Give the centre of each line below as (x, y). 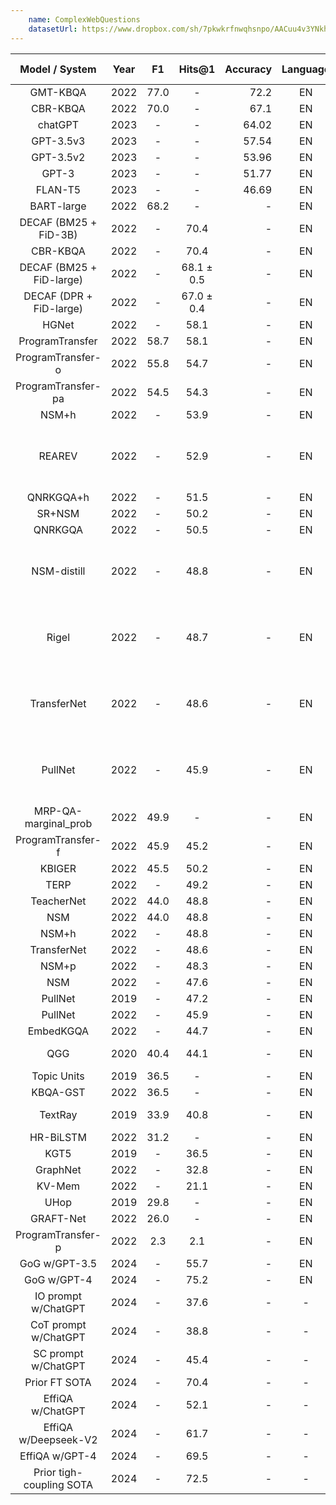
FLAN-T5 (58, 189)
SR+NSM (58, 513)
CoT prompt (58, 1324)
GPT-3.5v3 (58, 141)
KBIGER (58, 868)
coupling (44, 1484)
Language (306, 69)
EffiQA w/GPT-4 (58, 1456)
